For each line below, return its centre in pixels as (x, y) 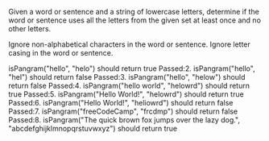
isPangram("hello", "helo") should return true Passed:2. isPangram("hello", (132, 68)
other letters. (30, 29)
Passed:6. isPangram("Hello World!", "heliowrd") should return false (121, 103)
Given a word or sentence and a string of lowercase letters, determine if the (134, 12)
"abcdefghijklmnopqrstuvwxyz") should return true (93, 129)
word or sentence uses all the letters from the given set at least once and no (135, 20)
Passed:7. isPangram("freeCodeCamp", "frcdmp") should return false (123, 111)
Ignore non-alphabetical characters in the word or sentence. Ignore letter (130, 44)
